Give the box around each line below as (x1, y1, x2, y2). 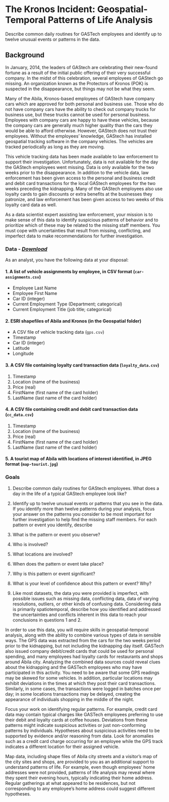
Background (5, 51, 44, 59)
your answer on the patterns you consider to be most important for (12, 511, 152, 517)
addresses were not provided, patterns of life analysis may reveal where (5, 769, 155, 775)
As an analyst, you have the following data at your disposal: (5, 257, 129, 263)
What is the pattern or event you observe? (12, 531, 100, 537)
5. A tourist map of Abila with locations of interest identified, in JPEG (5, 456, 152, 462)
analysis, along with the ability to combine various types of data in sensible (5, 632, 161, 638)
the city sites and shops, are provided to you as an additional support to (5, 759, 155, 765)
